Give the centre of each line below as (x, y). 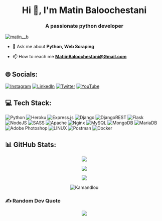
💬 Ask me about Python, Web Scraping (53, 47)
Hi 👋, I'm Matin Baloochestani (84, 10)
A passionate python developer (84, 26)
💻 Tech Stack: (28, 103)
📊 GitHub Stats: (31, 144)
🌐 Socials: (22, 74)
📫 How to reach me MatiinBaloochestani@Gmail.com (69, 57)
